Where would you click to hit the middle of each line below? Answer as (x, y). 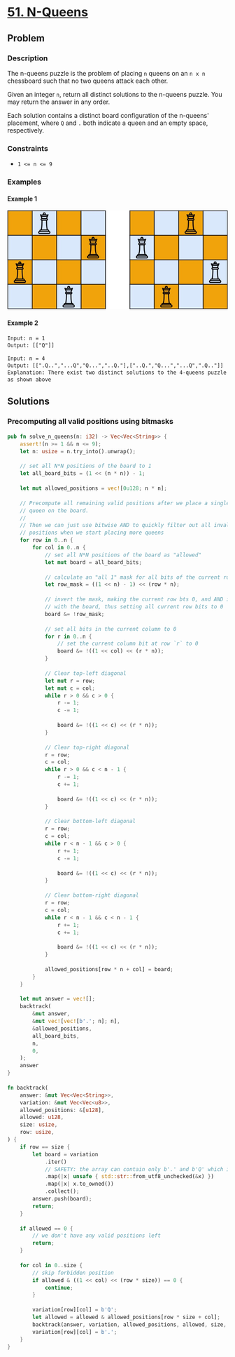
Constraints (28, 148)
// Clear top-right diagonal (87, 747)
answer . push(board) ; (62, 1199)
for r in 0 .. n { (68, 636)
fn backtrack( (28, 1088)
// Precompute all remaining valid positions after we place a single (125, 503)
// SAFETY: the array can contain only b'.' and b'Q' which (134, 1169)
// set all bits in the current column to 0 (111, 629)
